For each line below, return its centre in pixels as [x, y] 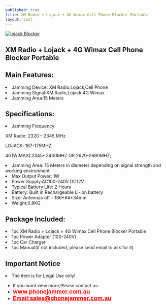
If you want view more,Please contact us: [56, 286]
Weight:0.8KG [26, 203]
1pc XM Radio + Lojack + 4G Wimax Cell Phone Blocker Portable [79, 231]
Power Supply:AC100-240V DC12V [48, 182]
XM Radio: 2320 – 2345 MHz [36, 136]
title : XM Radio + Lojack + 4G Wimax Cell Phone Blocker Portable [77, 15]
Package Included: [36, 219]
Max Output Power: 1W [36, 176]
